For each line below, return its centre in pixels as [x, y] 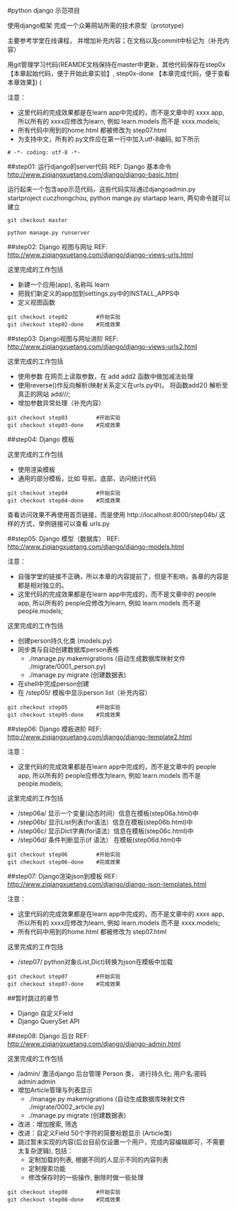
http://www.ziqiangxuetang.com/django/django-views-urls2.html [102, 347]
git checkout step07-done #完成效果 [64, 984]
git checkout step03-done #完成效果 [64, 425]
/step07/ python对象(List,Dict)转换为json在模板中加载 [95, 962]
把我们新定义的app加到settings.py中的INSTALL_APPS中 [98, 293]
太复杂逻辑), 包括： [45, 1151]
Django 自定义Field [45, 1013]
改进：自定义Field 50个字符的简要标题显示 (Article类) [95, 1133]
